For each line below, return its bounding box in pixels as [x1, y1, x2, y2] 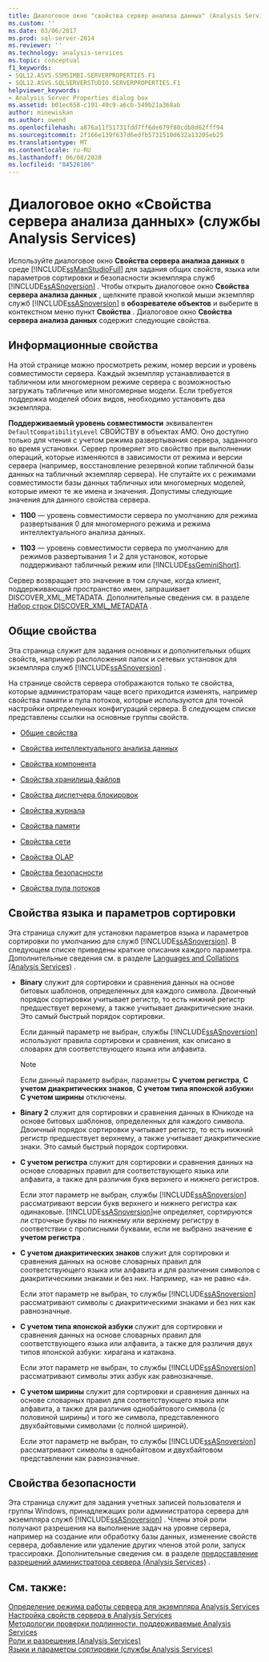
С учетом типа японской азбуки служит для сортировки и [19, 1321, 223, 1331]
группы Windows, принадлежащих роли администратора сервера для [8, 1506, 250, 1516]
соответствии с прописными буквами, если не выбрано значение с [19, 1223, 253, 1233]
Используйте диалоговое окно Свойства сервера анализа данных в [8, 256, 246, 265]
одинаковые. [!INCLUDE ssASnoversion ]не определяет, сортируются [19, 1207, 252, 1216]
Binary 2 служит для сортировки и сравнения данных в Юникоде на [19, 1107, 254, 1117]
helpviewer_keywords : [8, 86, 81, 95]
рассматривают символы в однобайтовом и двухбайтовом [19, 1445, 223, 1454]
